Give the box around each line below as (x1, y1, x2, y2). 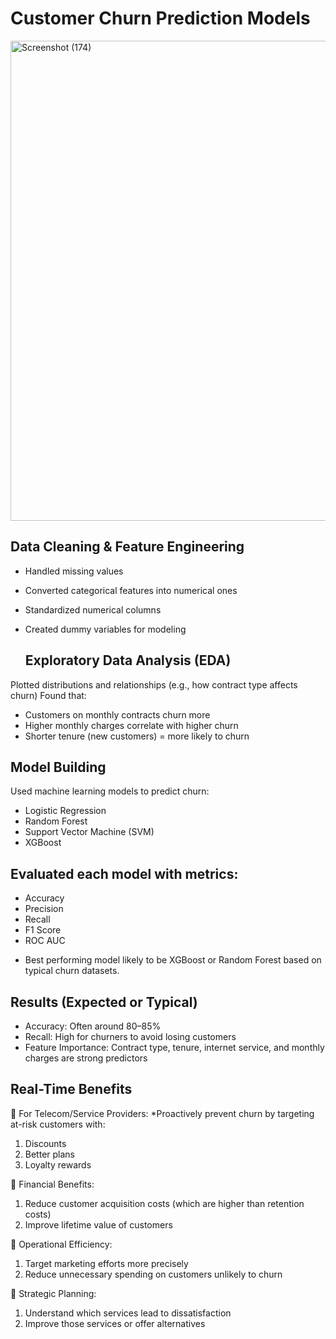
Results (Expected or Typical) (10, 993, 198, 1011)
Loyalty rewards (24, 1158, 92, 1171)
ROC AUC (24, 935, 66, 947)
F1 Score (24, 924, 62, 936)
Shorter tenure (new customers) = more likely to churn (24, 730, 250, 742)
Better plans (24, 1148, 75, 1160)
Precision (24, 903, 64, 915)
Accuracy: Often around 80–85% (24, 1020, 162, 1032)
